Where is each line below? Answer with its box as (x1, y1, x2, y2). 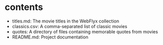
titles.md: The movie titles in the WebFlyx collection (12, 18, 120, 24)
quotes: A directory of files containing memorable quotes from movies (12, 28, 158, 34)
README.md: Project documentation (12, 34, 89, 40)
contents (5, 1, 43, 13)
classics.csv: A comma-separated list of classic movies (12, 23, 127, 29)
